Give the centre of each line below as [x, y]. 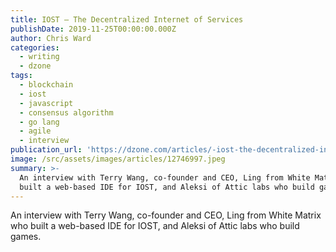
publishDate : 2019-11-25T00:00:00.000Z [93, 29]
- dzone [35, 66]
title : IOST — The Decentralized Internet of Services [127, 19]
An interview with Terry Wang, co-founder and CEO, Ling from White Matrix [166, 215]
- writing [39, 57]
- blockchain [46, 85]
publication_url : [46, 150]
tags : [21, 76]
